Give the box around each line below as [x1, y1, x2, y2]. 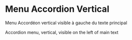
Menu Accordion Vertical [5, 3, 110, 15]
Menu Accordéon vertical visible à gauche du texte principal [5, 20, 127, 26]
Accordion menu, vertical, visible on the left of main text [5, 29, 119, 35]
